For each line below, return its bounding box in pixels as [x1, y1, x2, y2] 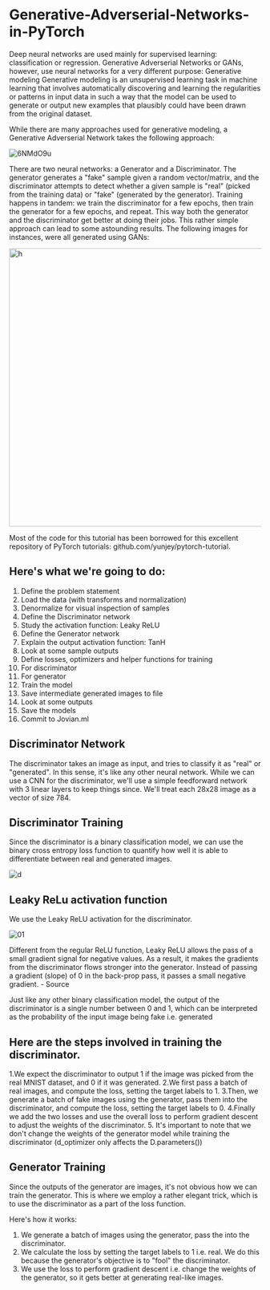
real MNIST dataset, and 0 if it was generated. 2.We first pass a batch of [9, 1077, 248, 1087]
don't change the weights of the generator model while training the [9, 1129, 231, 1138]
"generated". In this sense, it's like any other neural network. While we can [9, 767, 255, 777]
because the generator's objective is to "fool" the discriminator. [20, 1256, 231, 1265]
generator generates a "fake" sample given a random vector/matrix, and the [9, 172, 260, 182]
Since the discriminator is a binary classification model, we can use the [9, 837, 244, 847]
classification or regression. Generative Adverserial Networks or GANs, [9, 58, 244, 67]
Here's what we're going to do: [9, 565, 166, 578]
